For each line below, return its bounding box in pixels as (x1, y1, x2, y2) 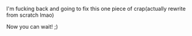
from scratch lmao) (6, 11, 54, 19)
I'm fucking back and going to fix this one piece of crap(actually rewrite (6, 5, 186, 12)
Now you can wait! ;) (6, 23, 59, 30)
